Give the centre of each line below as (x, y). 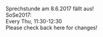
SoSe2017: (19, 15)
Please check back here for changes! (51, 27)
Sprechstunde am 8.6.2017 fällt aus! (50, 9)
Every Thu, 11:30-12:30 (34, 21)
